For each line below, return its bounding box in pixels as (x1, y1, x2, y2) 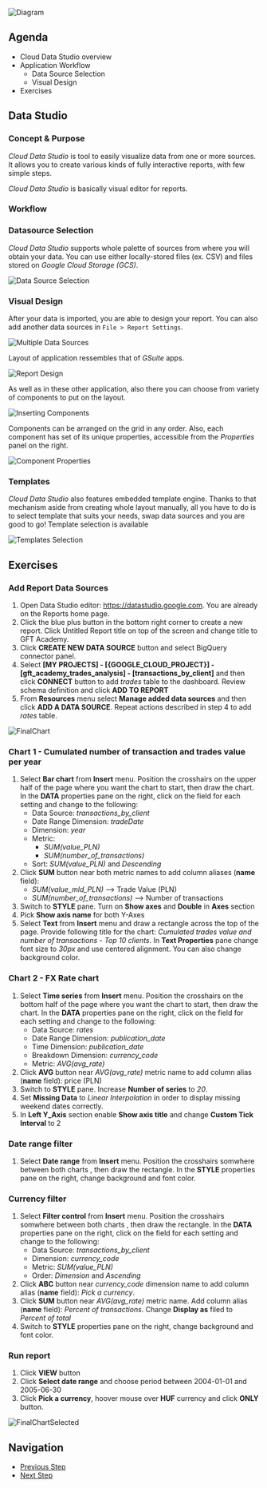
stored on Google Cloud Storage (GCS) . (8, 260, 139, 269)
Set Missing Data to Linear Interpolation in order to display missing (19, 1092, 241, 1102)
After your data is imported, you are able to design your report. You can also (8, 314, 258, 324)
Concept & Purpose (8, 133, 85, 144)
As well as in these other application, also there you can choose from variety (8, 384, 260, 394)
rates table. (19, 711, 57, 720)
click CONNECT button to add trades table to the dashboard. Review (19, 677, 245, 686)
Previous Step (19, 1462, 66, 1472)
